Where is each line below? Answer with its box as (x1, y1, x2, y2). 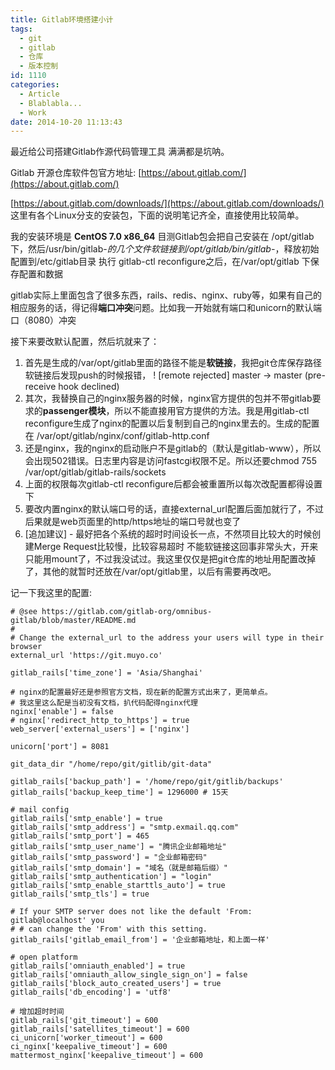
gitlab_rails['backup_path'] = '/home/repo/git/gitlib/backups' (10, 777, 284, 787)
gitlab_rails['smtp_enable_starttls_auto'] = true (10, 881, 226, 891)
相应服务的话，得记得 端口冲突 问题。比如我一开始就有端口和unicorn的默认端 (10, 302, 323, 314)
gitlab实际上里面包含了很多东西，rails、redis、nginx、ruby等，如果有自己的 (10, 289, 323, 301)
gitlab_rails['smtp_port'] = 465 (10, 831, 150, 841)
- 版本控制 (19, 61, 59, 71)
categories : (10, 80, 60, 90)
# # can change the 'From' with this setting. (10, 924, 208, 935)
